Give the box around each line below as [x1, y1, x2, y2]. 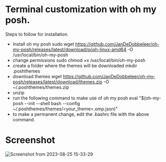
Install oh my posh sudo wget [12, 41, 75, 47]
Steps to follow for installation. [5, 31, 69, 37]
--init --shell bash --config [24, 100, 80, 106]
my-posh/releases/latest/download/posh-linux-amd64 [12, 46, 127, 52]
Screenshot [5, 135, 55, 146]
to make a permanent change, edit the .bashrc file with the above [12, 111, 149, 117]
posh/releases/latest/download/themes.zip [12, 79, 103, 85]
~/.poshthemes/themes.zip [12, 84, 70, 90]
